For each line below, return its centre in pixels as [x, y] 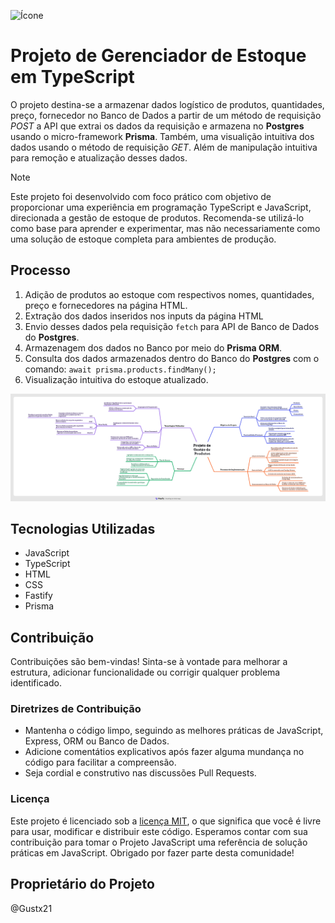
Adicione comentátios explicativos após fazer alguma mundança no [164, 752]
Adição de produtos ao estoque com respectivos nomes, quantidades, [169, 294]
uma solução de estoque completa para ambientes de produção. [143, 239]
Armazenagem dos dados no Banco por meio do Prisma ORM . [153, 347]
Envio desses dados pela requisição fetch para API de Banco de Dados [172, 326]
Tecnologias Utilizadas [83, 528]
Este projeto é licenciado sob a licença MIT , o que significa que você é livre [166, 821]
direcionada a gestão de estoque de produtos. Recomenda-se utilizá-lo [157, 217]
